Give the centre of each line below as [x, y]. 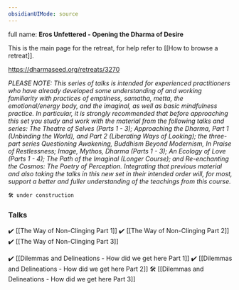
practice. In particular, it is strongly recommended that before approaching [118, 113]
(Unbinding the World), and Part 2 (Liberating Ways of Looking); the [108, 136]
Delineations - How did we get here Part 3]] [72, 279]
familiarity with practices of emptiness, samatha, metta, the [96, 98]
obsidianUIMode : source [43, 14]
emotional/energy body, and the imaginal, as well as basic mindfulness [113, 106]
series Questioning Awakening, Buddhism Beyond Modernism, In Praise [127, 144]
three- [218, 136]
